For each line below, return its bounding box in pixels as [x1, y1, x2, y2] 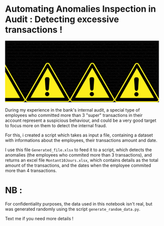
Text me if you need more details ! [5, 216, 74, 222]
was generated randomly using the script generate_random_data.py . [5, 206, 141, 212]
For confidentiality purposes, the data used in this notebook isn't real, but [5, 201, 153, 207]
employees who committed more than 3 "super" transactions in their [5, 113, 143, 118]
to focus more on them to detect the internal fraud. [5, 123, 107, 129]
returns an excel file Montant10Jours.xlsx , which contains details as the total [5, 158, 159, 163]
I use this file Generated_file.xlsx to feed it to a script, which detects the [5, 147, 152, 153]
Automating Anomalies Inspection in [5, 3, 156, 15]
